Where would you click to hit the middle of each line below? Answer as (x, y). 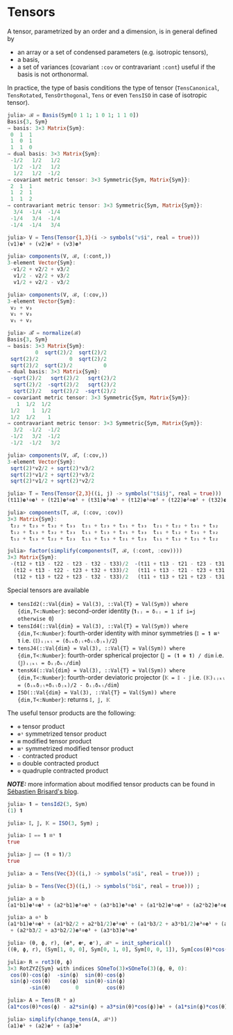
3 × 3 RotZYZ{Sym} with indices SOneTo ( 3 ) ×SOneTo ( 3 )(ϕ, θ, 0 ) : (97, 968)
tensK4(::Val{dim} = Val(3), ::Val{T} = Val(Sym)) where (101, 671)
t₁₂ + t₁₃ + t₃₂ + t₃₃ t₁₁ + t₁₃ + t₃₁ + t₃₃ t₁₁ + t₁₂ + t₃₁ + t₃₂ (114, 532)
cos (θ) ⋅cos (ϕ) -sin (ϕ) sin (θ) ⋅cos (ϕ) (68, 975)
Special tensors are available (48, 590)
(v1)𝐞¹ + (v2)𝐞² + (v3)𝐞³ (44, 244)
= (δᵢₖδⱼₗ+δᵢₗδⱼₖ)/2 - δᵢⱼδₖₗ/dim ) (68, 684)
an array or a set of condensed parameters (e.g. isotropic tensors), (113, 52)
